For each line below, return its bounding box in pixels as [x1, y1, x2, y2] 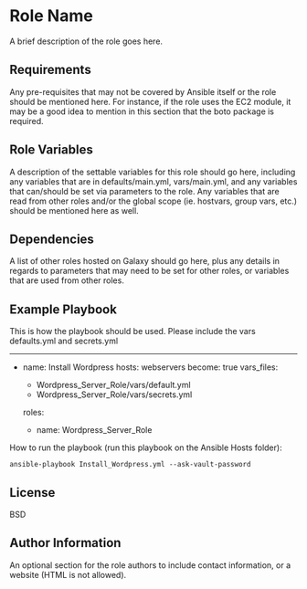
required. [9, 115, 44, 126]
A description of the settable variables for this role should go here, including [9, 166, 296, 177]
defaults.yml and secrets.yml [9, 335, 119, 347]
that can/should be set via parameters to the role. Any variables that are [9, 185, 281, 196]
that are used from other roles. [9, 275, 125, 286]
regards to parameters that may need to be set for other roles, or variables [9, 266, 290, 277]
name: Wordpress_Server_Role [36, 425, 153, 436]
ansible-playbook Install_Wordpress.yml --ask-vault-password [9, 460, 251, 469]
